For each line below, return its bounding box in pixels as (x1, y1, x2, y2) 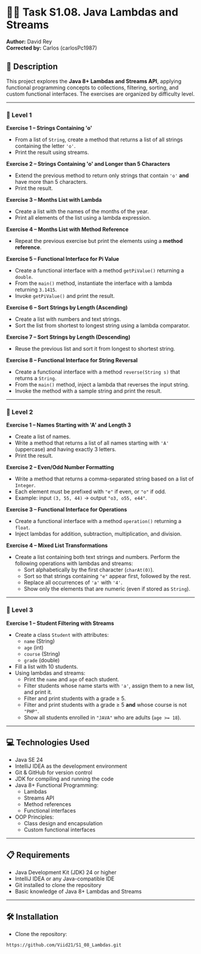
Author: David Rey (6, 38, 53, 45)
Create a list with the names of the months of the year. (14, 208, 149, 215)
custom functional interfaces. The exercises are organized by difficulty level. (6, 90, 195, 98)
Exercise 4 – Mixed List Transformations (6, 542, 108, 549)
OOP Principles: (14, 813, 54, 821)
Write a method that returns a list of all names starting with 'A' (14, 439, 169, 446)
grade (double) (23, 657, 60, 664)
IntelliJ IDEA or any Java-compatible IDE (14, 875, 115, 882)
